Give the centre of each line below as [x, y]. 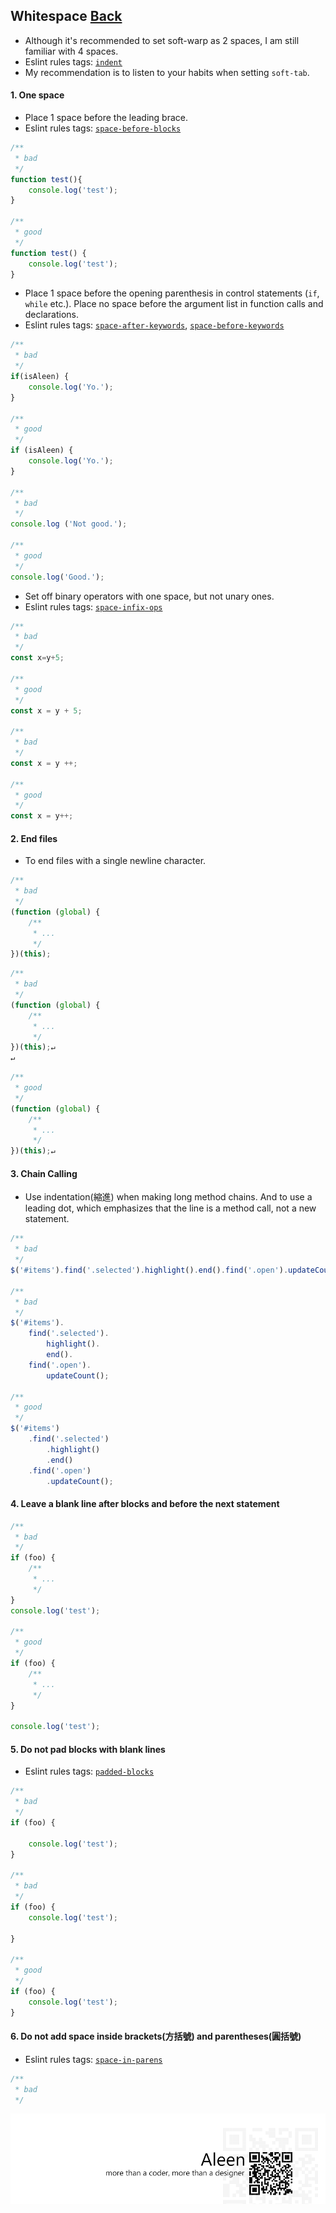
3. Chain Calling [44, 1173]
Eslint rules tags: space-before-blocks [103, 128]
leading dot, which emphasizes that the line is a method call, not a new [170, 1208]
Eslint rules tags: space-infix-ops [93, 606]
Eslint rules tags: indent [73, 61]
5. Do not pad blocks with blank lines [88, 1749]
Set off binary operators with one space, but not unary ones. [149, 596]
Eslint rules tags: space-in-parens [93, 2059]
